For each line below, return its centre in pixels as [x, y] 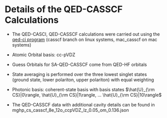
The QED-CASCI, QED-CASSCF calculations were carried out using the [86, 34]
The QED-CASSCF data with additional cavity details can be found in [83, 104]
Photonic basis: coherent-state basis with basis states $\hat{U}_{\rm [83, 89]
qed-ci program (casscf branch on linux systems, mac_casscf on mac [85, 40]
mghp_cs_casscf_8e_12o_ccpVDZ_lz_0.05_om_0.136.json [70, 110]
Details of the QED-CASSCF [64, 9]
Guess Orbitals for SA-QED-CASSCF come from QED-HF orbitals [79, 64]
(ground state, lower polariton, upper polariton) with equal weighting [83, 80]
